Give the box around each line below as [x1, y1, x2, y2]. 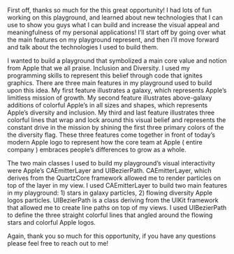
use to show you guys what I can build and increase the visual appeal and [7, 21, 220, 29]
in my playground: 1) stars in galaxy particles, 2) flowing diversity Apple [7, 188, 213, 197]
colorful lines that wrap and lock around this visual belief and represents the [7, 116, 226, 124]
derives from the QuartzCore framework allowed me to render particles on [7, 174, 221, 182]
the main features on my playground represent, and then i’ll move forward [7, 36, 219, 44]
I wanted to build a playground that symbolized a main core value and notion [7, 57, 227, 65]
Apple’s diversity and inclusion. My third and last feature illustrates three [7, 108, 215, 117]
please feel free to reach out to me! [7, 239, 109, 247]
